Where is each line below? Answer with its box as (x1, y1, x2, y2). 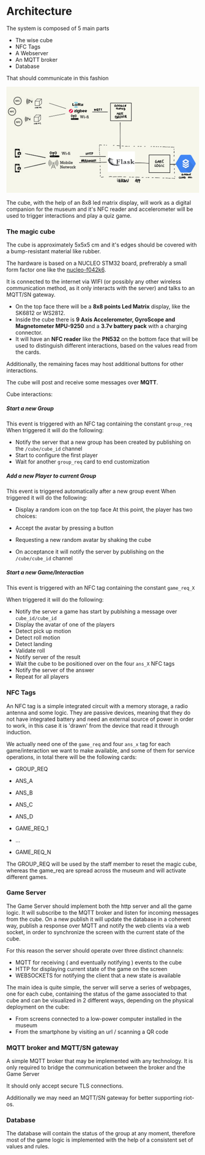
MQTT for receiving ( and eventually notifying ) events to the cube (15, 958, 182, 966)
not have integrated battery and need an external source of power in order (6, 715, 194, 723)
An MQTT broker (15, 56, 58, 63)
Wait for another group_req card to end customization (15, 458, 150, 465)
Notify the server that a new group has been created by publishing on (15, 438, 191, 446)
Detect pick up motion (15, 627, 72, 635)
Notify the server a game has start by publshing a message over (15, 608, 177, 616)
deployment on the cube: (6, 1003, 70, 1010)
